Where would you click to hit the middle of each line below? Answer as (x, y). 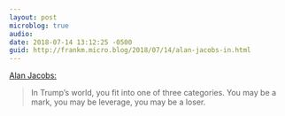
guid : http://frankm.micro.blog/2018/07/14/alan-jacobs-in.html (130, 50)
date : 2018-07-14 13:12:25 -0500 (71, 42)
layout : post (33, 17)
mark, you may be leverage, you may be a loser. (118, 102)
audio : (21, 34)
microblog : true (39, 26)
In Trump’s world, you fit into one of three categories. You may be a (154, 93)
